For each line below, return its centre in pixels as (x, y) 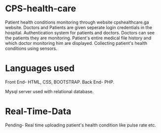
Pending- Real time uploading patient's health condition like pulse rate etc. (80, 125)
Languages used (40, 68)
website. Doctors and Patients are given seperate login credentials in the (79, 27)
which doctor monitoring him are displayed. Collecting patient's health (76, 43)
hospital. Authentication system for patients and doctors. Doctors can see (80, 33)
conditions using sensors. (31, 48)
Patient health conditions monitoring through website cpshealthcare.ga (77, 22)
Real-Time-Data (38, 112)
